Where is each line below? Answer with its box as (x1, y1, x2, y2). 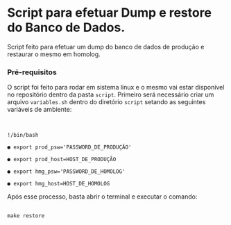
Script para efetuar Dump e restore (7, 5, 212, 21)
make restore (7, 212, 45, 219)
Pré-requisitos (7, 67, 57, 77)
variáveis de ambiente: (7, 106, 72, 114)
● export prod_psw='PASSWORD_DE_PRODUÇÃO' (7, 144, 132, 151)
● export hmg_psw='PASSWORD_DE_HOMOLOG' (7, 168, 126, 175)
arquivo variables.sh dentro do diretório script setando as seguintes (7, 98, 206, 106)
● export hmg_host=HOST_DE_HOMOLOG (7, 180, 110, 187)
